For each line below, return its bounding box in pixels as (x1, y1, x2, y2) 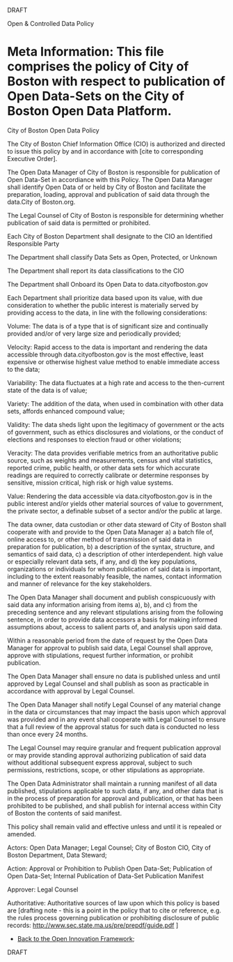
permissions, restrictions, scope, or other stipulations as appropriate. (7, 765, 205, 774)
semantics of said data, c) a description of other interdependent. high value (7, 550, 224, 558)
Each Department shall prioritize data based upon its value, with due (7, 293, 203, 302)
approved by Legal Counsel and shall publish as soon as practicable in (7, 679, 209, 688)
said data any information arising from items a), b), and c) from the (7, 600, 198, 609)
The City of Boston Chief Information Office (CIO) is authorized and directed (7, 140, 225, 148)
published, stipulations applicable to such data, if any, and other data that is (7, 786, 224, 795)
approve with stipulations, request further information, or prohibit (7, 651, 193, 659)
